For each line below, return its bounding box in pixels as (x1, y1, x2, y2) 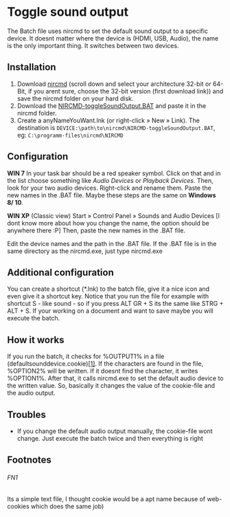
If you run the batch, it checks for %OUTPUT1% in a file (7, 352, 165, 361)
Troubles (7, 408, 47, 420)
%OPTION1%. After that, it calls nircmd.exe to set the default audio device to (7, 374, 224, 382)
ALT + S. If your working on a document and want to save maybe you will (7, 307, 214, 315)
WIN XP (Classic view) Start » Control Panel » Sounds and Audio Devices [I (7, 211, 220, 220)
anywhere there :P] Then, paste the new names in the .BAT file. (7, 226, 186, 234)
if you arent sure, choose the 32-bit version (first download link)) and (27, 87, 224, 95)
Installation (7, 61, 56, 73)
